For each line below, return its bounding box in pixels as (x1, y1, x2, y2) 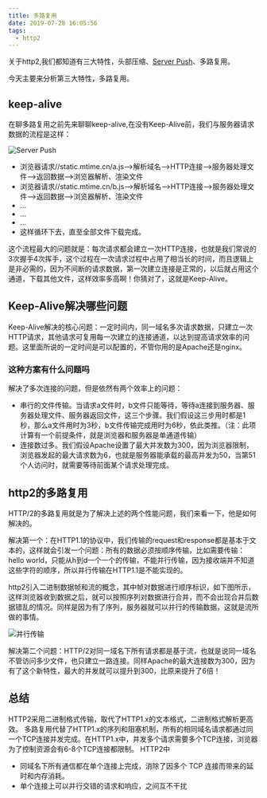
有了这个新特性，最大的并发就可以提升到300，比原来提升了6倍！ (8, 666, 221, 675)
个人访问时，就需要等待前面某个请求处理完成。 (19, 460, 173, 470)
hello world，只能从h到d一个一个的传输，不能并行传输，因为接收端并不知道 (8, 555, 255, 564)
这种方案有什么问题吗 (8, 364, 90, 375)
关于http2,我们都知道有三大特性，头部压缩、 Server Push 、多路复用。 (8, 57, 235, 66)
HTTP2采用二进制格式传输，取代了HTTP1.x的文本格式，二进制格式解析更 (8, 714, 246, 724)
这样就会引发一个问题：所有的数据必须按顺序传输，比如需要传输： (29, 545, 245, 555)
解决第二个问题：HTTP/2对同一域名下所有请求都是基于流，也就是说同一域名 (8, 646, 257, 655)
